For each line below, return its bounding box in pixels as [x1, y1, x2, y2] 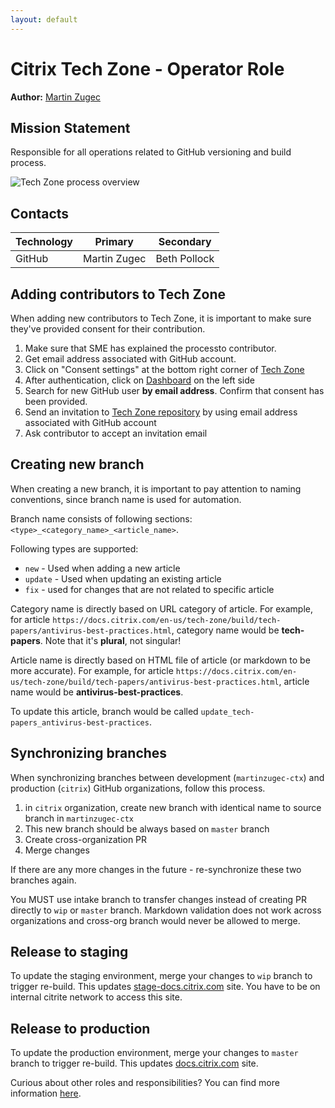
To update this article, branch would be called [10, 705, 199, 717]
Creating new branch [10, 456, 145, 473]
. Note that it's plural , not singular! [39, 634, 182, 646]
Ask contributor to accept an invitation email [24, 427, 208, 439]
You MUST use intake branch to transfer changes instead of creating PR [10, 893, 307, 905]
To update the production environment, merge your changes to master [10, 1047, 299, 1059]
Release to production [10, 1020, 151, 1037]
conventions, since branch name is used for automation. [10, 493, 242, 505]
